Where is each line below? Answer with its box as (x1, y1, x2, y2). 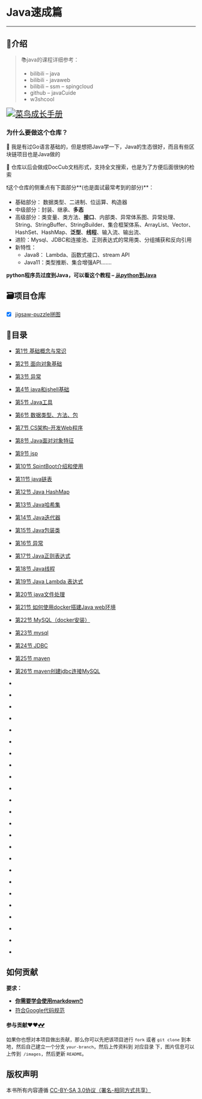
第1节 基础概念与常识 (14, 347, 67, 354)
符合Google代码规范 (14, 1006, 65, 1013)
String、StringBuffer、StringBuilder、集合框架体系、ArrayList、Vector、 (14, 221, 194, 228)
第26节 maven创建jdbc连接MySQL (14, 667, 100, 675)
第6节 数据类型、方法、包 (14, 411, 78, 418)
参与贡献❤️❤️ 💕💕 (6, 1021, 45, 1028)
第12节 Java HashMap (14, 488, 70, 495)
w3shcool (29, 95, 55, 102)
